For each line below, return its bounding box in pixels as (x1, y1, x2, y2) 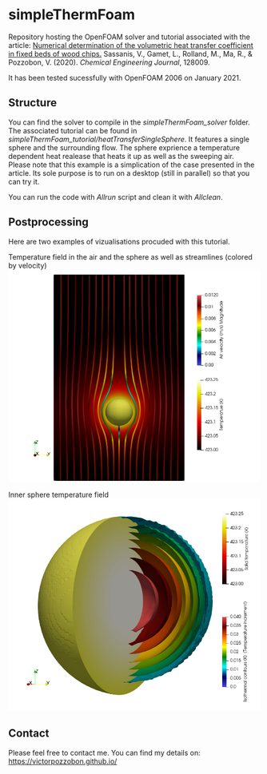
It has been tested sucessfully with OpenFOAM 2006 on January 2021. (8, 73, 241, 82)
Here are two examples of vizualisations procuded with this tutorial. (8, 236, 230, 246)
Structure (8, 96, 58, 109)
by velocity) (8, 260, 47, 270)
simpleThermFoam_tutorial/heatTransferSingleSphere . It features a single (8, 134, 250, 144)
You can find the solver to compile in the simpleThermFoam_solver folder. (8, 117, 250, 127)
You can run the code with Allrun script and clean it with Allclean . (8, 192, 223, 201)
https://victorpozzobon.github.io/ (8, 756, 118, 766)
